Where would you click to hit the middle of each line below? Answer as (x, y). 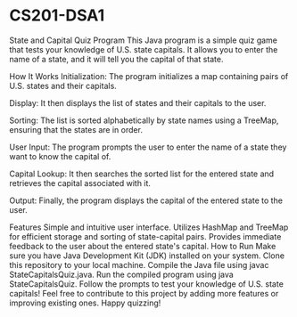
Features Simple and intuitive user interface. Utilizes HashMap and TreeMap (149, 227)
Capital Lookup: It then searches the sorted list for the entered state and (142, 174)
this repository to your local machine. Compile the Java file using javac (139, 264)
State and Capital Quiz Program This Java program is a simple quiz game (144, 40)
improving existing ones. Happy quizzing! (85, 303)
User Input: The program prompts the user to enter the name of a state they (148, 147)
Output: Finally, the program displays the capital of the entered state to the (146, 200)
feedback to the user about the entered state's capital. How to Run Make (143, 246)
